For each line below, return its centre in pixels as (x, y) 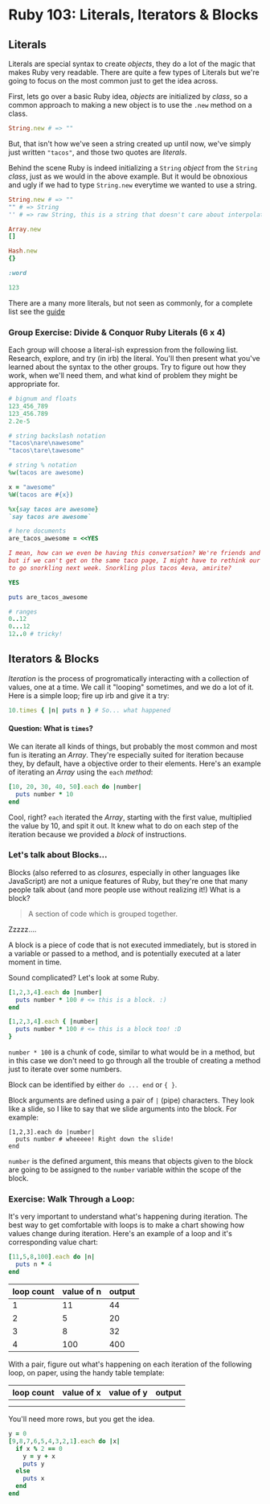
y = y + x (39, 1456)
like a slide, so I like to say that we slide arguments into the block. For (123, 1109)
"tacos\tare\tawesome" (46, 451)
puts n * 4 (34, 1264)
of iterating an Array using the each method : (81, 772)
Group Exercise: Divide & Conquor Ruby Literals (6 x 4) (117, 332)
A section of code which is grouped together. (103, 914)
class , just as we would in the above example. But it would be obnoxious (128, 176)
